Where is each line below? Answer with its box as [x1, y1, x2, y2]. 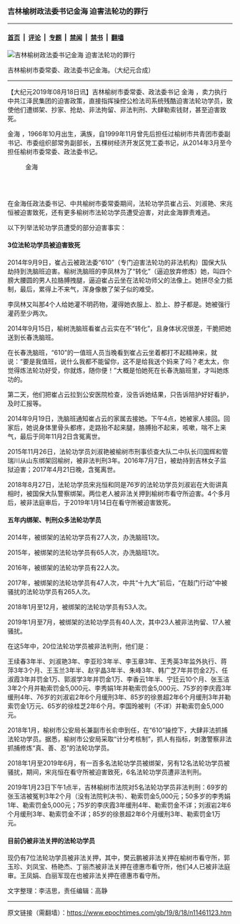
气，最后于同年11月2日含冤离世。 [7, 432, 104, 441]
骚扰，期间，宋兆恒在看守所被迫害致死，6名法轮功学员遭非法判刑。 [7, 768, 206, 776]
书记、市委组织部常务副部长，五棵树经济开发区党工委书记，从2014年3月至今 [7, 138, 232, 147]
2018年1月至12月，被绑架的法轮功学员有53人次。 [7, 602, 151, 611]
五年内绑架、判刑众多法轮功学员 [7, 516, 101, 524]
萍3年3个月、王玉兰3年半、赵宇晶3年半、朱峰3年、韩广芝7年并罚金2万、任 [7, 666, 229, 674]
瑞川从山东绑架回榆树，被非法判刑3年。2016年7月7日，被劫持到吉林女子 [7, 456, 221, 465]
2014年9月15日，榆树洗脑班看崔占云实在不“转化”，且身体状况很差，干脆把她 [7, 323, 232, 333]
